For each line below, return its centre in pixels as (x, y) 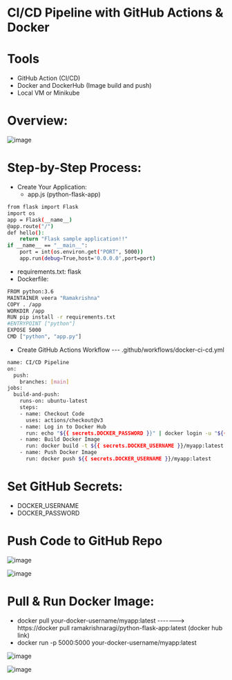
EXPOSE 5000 (24, 330)
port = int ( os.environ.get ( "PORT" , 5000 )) (81, 252)
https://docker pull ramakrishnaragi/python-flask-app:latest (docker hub (120, 627)
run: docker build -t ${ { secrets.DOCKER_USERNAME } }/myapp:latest (125, 446)
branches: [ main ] (45, 381)
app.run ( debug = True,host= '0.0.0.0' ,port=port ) (88, 258)
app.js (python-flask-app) (64, 194)
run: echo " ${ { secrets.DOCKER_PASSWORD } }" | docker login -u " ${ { (126, 433)
